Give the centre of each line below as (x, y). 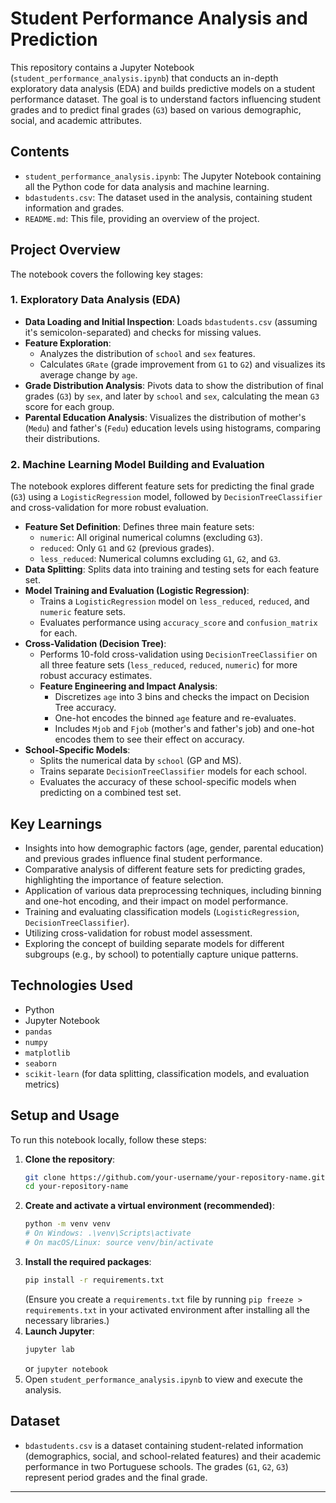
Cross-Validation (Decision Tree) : (95, 644)
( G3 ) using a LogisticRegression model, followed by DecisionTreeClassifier (166, 497)
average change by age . (88, 374)
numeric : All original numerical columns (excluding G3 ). (151, 538)
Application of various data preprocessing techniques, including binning (173, 890)
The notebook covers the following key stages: (106, 274)
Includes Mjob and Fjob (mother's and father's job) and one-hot (184, 729)
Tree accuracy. (85, 708)
